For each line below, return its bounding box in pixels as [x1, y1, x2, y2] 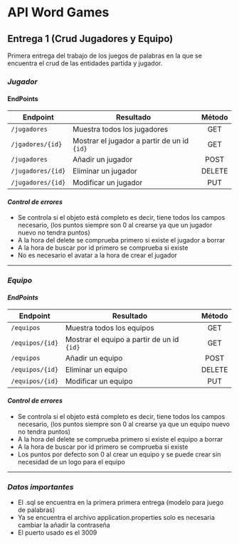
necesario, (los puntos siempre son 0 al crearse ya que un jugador [17, 221, 213, 230]
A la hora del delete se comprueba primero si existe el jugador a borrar [17, 236, 225, 245]
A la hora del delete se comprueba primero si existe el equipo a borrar [17, 434, 223, 443]
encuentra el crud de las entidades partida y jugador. [7, 59, 163, 68]
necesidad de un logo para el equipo [17, 457, 126, 466]
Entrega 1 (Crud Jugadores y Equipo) [7, 33, 174, 45]
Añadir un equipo [65, 353, 123, 363]
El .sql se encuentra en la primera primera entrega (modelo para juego [17, 498, 224, 506]
